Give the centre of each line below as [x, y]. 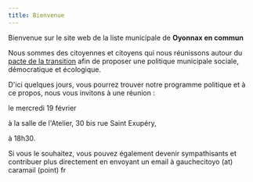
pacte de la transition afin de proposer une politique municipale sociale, [123, 61]
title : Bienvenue [36, 15]
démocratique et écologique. [55, 69]
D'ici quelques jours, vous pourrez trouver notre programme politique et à [127, 84]
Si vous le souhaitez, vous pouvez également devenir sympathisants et [122, 153]
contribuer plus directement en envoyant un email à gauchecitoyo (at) [121, 162]
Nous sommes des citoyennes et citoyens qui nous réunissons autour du [125, 52]
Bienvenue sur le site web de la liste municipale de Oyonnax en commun [126, 37]
